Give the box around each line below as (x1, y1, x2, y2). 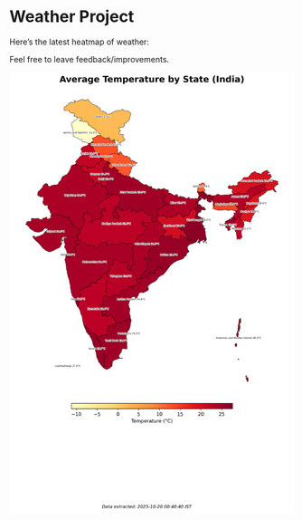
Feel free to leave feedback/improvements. (9, 53, 170, 64)
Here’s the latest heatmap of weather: (9, 36, 149, 47)
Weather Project (9, 6, 135, 27)
